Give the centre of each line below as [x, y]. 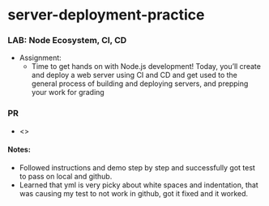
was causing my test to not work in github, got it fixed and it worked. [134, 193]
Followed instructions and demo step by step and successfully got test [137, 167]
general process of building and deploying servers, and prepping [140, 84]
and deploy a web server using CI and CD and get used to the [134, 75]
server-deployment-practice [106, 15]
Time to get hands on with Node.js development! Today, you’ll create [146, 67]
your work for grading [68, 92]
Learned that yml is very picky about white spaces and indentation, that [139, 185]
